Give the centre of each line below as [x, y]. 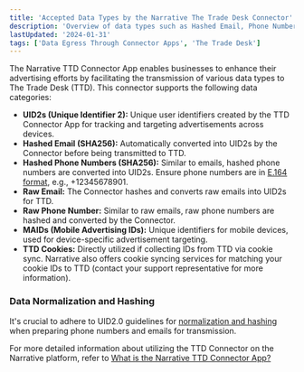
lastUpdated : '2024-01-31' [60, 34]
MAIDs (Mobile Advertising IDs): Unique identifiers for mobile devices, [155, 230]
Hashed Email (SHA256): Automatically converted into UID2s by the [150, 144]
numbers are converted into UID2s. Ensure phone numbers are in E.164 [155, 172]
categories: [30, 98]
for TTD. [38, 201]
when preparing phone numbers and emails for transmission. [123, 330]
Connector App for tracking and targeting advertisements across [143, 125]
